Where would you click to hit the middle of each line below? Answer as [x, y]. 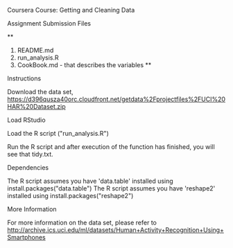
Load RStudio [27, 120]
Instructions [24, 78]
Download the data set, [41, 92]
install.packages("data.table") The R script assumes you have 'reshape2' [111, 188]
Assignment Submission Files [49, 23]
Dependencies [28, 168]
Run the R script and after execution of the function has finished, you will [111, 147]
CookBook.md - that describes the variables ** [84, 65]
